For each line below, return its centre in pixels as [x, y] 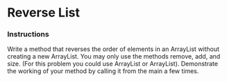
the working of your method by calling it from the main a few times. [103, 71]
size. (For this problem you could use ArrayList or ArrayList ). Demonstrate [113, 64]
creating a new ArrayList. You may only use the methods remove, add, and [114, 57]
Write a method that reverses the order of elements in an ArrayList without [113, 49]
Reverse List [43, 13]
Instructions [28, 34]
